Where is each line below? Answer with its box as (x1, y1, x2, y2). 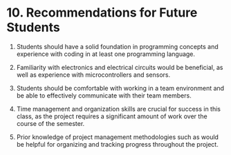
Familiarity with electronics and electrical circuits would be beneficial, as (16, 63, 223, 71)
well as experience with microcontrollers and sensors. (16, 71, 171, 79)
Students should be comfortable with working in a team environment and (16, 84, 225, 92)
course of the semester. (16, 119, 85, 127)
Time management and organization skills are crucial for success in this (16, 104, 221, 113)
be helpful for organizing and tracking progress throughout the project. (16, 140, 219, 148)
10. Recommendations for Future (6, 5, 198, 21)
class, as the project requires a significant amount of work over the (16, 112, 208, 120)
